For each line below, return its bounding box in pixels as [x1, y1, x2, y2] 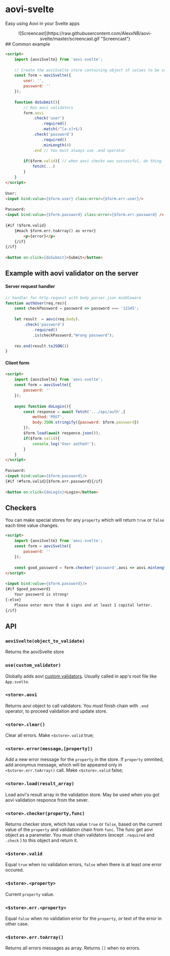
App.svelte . [5, 678, 29, 684]
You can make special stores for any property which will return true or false [5, 517, 164, 523]
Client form [5, 360, 29, 366]
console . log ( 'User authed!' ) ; [32, 441, 96, 447]
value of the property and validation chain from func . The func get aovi [5, 826, 153, 833]
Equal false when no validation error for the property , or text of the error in [5, 915, 162, 921]
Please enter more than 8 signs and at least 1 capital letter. [14, 602, 153, 608]
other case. [5, 920, 29, 927]
